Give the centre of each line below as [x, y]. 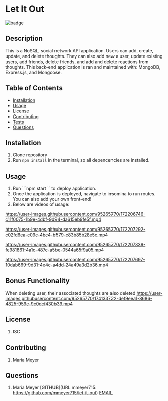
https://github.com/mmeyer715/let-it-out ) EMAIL [63, 393]
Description [24, 39]
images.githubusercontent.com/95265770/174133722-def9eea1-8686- [79, 298]
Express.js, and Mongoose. [34, 72]
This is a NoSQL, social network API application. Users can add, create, [79, 50]
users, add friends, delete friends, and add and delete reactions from [77, 62]
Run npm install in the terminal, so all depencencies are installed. [81, 160]
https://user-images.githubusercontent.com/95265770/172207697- [75, 260]
